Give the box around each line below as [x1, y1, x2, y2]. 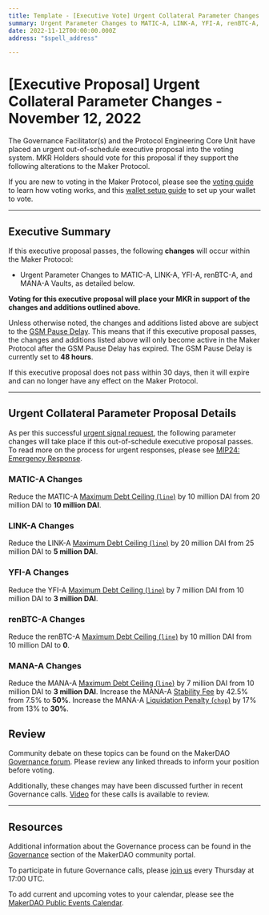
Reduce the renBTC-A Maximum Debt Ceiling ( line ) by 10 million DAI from [8, 632, 252, 641]
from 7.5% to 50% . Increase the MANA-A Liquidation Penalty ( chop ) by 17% [8, 696, 257, 705]
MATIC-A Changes [8, 473, 83, 484]
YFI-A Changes [8, 567, 70, 578]
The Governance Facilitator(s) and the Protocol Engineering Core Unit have [8, 136, 256, 146]
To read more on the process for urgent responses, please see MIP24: [8, 445, 240, 455]
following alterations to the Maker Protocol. [8, 162, 151, 171]
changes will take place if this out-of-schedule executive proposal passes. [8, 436, 254, 446]
